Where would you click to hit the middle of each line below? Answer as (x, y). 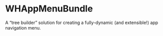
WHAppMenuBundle (49, 9)
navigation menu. (23, 27)
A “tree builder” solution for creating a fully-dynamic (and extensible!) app (82, 22)
